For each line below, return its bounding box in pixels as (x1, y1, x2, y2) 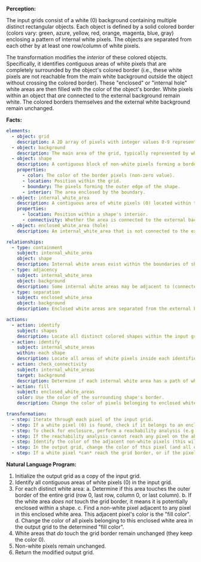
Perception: (6, 5, 36, 12)
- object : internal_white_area (11, 195, 90, 201)
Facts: (6, 116, 22, 123)
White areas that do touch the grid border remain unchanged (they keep (14, 530, 193, 537)
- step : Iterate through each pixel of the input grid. (11, 416, 154, 422)
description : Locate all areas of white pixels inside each (17, 356, 170, 362)
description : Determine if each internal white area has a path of (17, 377, 188, 384)
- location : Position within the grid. (22, 178, 121, 184)
